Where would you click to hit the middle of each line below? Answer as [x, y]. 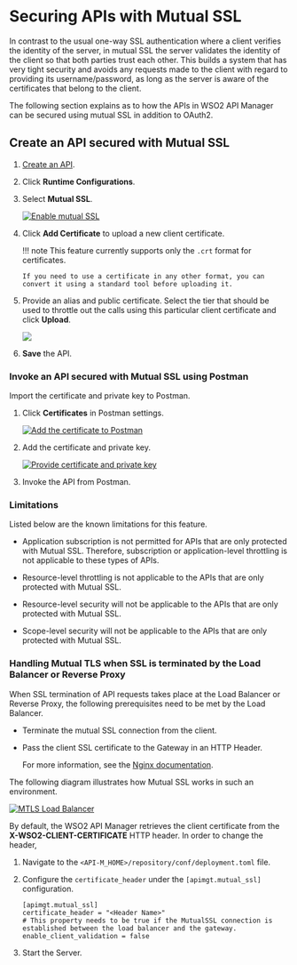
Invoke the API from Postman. [76, 482]
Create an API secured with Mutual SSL [120, 143]
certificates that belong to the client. [75, 88]
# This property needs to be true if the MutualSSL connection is [147, 921]
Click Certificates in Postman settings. [93, 413]
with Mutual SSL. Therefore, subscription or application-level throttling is [155, 551]
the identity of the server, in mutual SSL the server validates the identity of [145, 50]
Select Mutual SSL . [57, 198]
